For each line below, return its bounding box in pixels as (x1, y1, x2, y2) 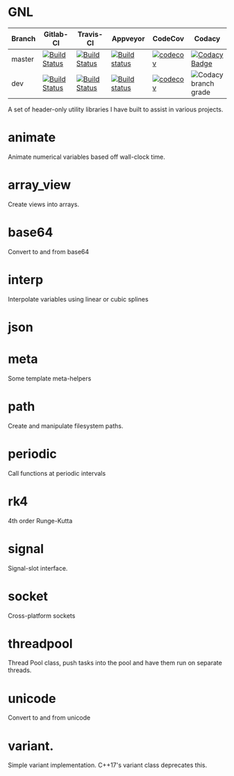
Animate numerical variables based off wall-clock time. (8, 153, 166, 161)
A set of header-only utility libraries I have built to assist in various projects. (8, 105, 224, 114)
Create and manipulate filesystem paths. (8, 421, 124, 430)
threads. (8, 666, 32, 674)
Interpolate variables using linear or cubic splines (8, 295, 149, 303)
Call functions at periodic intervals (8, 469, 106, 477)
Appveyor (111, 33, 145, 43)
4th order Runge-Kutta (8, 516, 73, 525)
